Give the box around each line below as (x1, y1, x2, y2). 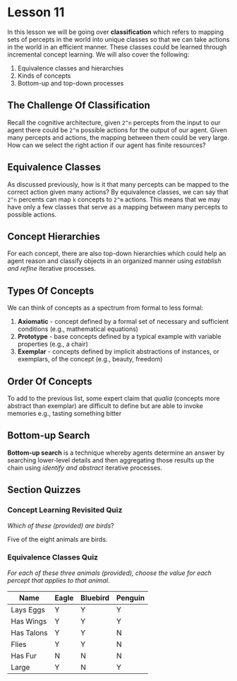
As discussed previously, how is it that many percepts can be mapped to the (7, 180, 229, 188)
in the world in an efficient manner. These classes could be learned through (7, 42, 227, 51)
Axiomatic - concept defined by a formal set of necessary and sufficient (17, 318, 229, 326)
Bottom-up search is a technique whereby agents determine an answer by (7, 448, 225, 457)
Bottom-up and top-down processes (17, 78, 124, 87)
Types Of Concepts (7, 284, 95, 297)
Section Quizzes (7, 484, 81, 496)
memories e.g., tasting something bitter (7, 409, 122, 417)
